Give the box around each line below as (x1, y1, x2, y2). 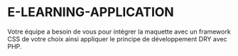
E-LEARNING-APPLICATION (7, 4, 174, 20)
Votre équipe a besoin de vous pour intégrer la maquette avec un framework (7, 27, 231, 36)
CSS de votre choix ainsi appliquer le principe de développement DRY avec (7, 34, 227, 43)
